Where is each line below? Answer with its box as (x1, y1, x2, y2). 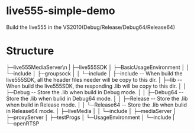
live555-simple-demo (6, 4, 115, 18)
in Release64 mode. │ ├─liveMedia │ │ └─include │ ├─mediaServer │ (6, 107, 177, 114)
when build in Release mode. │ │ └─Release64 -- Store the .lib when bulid (6, 101, 187, 108)
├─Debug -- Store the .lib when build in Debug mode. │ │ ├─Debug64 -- (6, 88, 184, 95)
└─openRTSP (6, 119, 40, 127)
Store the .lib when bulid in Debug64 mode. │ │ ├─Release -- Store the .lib (6, 95, 188, 102)
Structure (6, 44, 54, 58)
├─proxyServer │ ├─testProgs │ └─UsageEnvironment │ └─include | (6, 114, 174, 121)
